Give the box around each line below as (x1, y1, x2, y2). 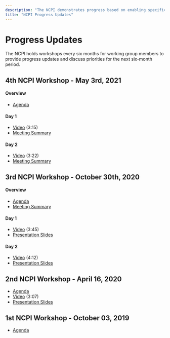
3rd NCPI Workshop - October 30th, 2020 (5, 173, 140, 181)
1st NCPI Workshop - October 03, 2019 (5, 314, 130, 322)
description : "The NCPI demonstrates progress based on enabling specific (5, 7, 166, 13)
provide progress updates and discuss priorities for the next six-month (5, 56, 153, 62)
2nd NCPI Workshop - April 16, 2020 (5, 275, 122, 283)
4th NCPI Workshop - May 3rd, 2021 (5, 76, 121, 85)
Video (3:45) (12, 227, 39, 233)
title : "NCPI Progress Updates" (5, 12, 73, 17)
